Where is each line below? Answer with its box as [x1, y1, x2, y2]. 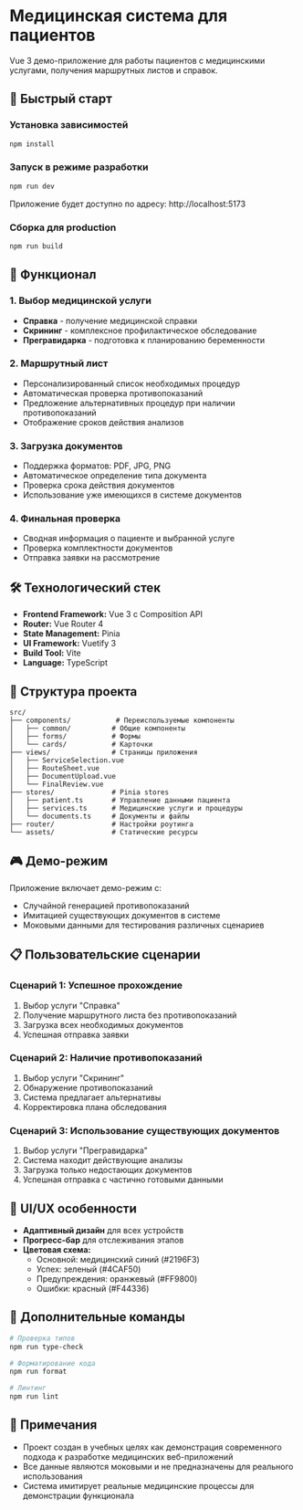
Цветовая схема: [22, 1243, 91, 1255]
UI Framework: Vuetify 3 [22, 638, 117, 649]
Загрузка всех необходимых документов [22, 1019, 184, 1030]
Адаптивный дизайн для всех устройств [22, 1224, 184, 1235]
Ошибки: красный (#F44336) [36, 1283, 150, 1294]
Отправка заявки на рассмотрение [22, 552, 161, 563]
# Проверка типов [9, 1334, 76, 1343]
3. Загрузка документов [9, 439, 123, 452]
